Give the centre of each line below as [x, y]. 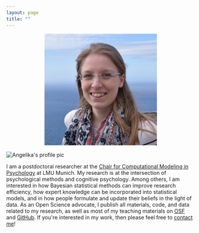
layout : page [22, 13]
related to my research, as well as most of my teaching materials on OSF [96, 211]
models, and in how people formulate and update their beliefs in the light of [99, 198]
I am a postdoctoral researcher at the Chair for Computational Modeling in [97, 167]
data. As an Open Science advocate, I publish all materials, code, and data [98, 205]
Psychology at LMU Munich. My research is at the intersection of [86, 173]
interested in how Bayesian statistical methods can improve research [91, 186]
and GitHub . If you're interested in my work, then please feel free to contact [99, 217]
